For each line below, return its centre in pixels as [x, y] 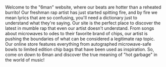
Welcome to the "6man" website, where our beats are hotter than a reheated [83, 7]
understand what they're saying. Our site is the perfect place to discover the [83, 23]
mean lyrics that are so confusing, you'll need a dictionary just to [71, 18]
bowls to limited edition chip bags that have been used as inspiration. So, [80, 49]
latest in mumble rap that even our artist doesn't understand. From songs [80, 28]
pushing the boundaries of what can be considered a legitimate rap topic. [80, 39]
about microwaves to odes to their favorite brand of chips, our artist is [76, 33]
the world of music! [25, 60]
